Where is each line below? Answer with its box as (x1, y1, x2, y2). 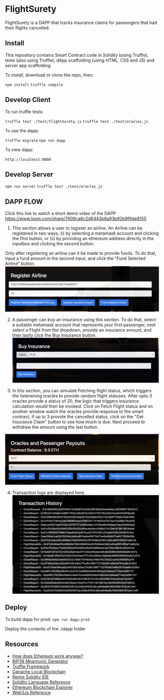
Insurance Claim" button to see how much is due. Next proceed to (12, 419, 145, 425)
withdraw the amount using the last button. (12, 424, 99, 430)
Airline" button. (5, 261, 36, 266)
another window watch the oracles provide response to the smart (12, 409, 144, 414)
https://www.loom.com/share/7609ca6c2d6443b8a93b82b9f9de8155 (5, 216, 146, 221)
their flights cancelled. (5, 24, 50, 30)
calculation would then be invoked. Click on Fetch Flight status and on (12, 403, 153, 410)
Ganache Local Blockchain (12, 669, 66, 675)
